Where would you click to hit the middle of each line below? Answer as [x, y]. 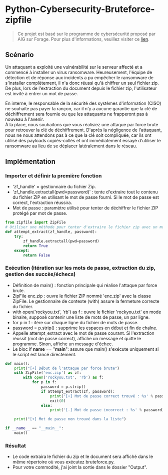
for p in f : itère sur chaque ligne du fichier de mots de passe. [75, 322]
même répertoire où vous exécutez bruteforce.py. [63, 462]
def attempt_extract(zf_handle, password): [51, 232]
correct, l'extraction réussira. [42, 203]
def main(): [17, 364]
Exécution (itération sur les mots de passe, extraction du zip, [80, 268]
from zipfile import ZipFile [35, 222]
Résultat [15, 445]
